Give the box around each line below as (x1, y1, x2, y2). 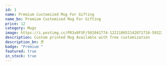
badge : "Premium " (5, 44, 43, 49)
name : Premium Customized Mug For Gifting (5, 12, 94, 17)
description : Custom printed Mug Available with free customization (5, 35, 150, 40)
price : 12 (5, 21, 26, 26)
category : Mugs (5, 26, 37, 31)
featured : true (5, 49, 37, 54)
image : (5, 30, 19, 35)
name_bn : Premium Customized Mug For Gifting (5, 16, 101, 21)
